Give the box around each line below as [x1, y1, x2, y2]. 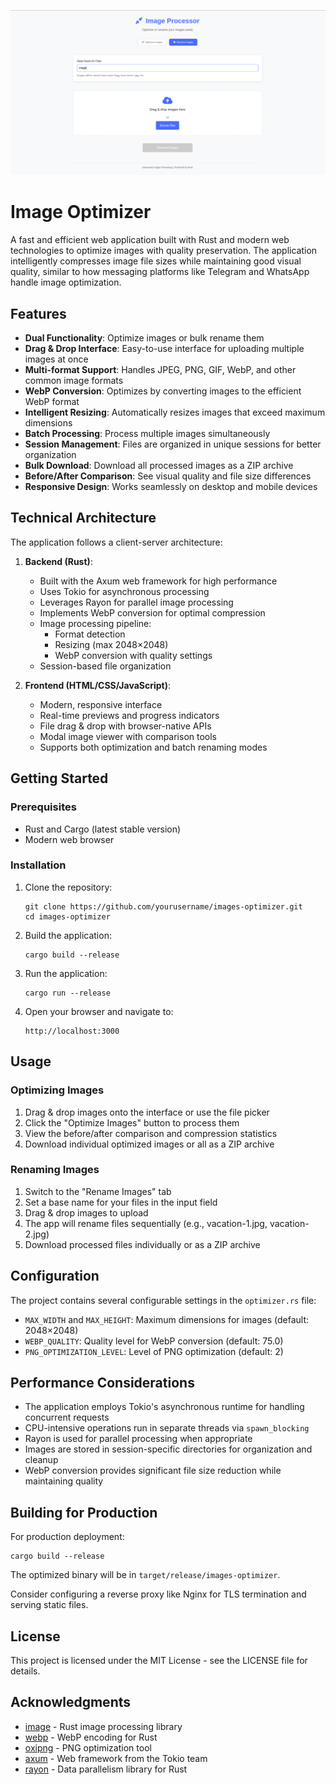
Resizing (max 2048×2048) [54, 638, 169, 650]
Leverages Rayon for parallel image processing [39, 596, 234, 608]
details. [10, 1665, 41, 1677]
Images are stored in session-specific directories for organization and [24, 1443, 313, 1455]
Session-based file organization [39, 660, 172, 672]
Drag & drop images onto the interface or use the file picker [24, 1106, 270, 1118]
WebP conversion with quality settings [54, 649, 213, 661]
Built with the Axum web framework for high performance [39, 575, 278, 587]
